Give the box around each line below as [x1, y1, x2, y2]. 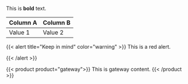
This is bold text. [6, 5, 47, 12]
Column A [9, 19, 37, 27]
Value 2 [43, 28, 64, 36]
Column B [43, 19, 71, 27]
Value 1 [9, 28, 30, 36]
